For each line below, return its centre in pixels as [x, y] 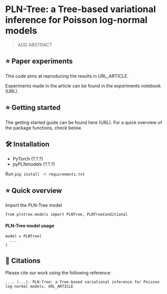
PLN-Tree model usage [30, 225]
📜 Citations [23, 260]
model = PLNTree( [24, 236]
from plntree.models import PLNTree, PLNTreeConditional [67, 215]
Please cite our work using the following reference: [58, 273]
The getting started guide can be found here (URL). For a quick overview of [84, 122]
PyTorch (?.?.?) [28, 159]
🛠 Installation [27, 144]
